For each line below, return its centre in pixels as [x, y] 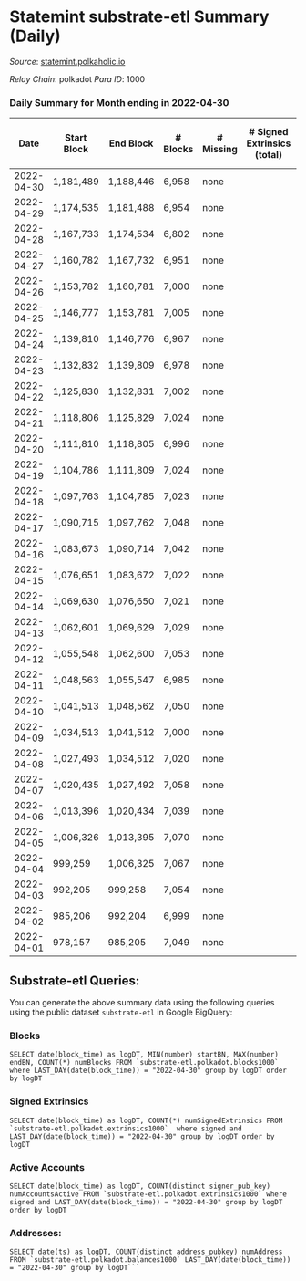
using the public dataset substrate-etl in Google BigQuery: [121, 1012]
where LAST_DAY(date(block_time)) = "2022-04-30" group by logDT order [148, 1071]
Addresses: [36, 1233]
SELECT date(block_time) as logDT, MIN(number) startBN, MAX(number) [144, 1055]
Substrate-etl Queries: [75, 980]
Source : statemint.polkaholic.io [67, 61]
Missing [220, 150]
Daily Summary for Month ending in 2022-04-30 [119, 102]
